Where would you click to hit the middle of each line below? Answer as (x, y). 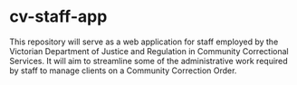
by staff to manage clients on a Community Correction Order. (123, 71)
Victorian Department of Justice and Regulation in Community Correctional (149, 51)
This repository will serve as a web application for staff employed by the (144, 42)
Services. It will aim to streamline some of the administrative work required (148, 61)
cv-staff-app (58, 17)
